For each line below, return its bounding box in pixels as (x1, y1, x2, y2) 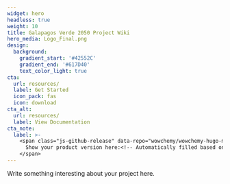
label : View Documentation (13, 118, 90, 126)
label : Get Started (13, 87, 69, 93)
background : (13, 49, 48, 56)
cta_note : (7, 125, 36, 132)
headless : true (7, 16, 51, 23)
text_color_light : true (19, 67, 88, 74)
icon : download (13, 100, 57, 106)
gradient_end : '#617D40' (19, 61, 90, 68)
